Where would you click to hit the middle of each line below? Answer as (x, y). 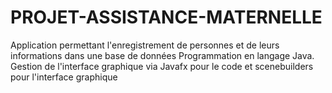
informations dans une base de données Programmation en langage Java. (162, 55)
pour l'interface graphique (64, 77)
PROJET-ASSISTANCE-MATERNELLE (166, 17)
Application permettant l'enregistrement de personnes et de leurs (145, 45)
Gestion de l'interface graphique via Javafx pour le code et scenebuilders (162, 66)
